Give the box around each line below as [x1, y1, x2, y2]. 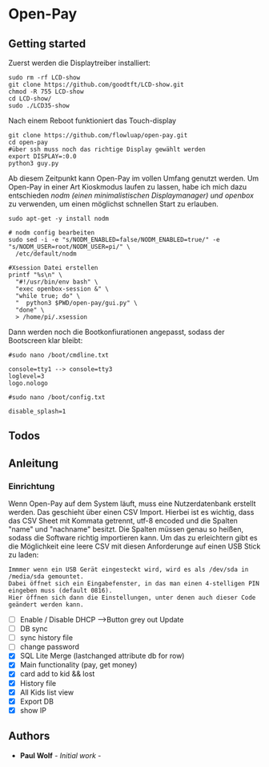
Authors [8, 729, 50, 743]
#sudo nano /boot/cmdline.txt [8, 351, 110, 359]
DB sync [19, 624, 48, 634]
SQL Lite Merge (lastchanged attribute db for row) [19, 651, 185, 661]
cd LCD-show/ [8, 95, 52, 103]
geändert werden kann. [8, 601, 84, 609]
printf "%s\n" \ [8, 271, 62, 279]
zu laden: [8, 550, 39, 560]
